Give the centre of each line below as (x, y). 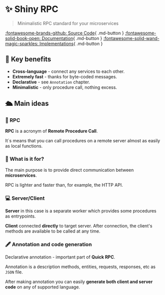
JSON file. (14, 272)
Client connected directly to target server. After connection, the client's (79, 226)
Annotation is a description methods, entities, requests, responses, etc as (80, 267)
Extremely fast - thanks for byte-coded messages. (65, 76)
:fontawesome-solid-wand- (132, 38)
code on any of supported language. (43, 287)
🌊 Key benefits (28, 59)
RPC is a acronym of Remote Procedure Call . (51, 131)
